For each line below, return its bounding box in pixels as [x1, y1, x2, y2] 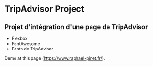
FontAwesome [11, 41, 41, 47]
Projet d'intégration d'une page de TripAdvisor [4, 23, 148, 31]
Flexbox [11, 35, 28, 41]
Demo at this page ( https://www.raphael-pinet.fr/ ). [4, 55, 105, 61]
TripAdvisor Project [4, 3, 85, 15]
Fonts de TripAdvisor [11, 46, 54, 51]
